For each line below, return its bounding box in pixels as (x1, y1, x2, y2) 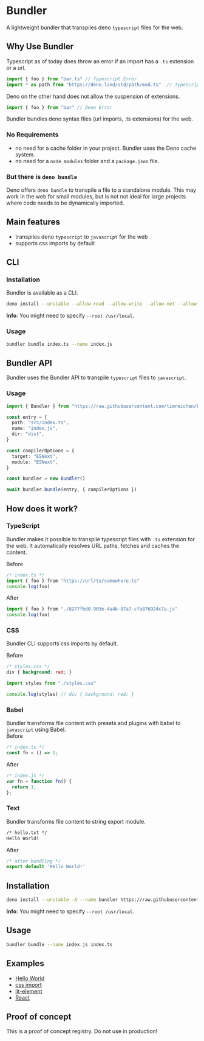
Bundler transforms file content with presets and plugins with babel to (6, 720, 181, 727)
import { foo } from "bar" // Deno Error (6, 104, 113, 110)
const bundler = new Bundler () (6, 475, 86, 482)
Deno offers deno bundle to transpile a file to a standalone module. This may (6, 186, 196, 194)
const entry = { (6, 414, 47, 420)
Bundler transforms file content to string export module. (6, 818, 146, 825)
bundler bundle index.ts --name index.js (6, 341, 113, 347)
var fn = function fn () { (6, 778, 72, 784)
